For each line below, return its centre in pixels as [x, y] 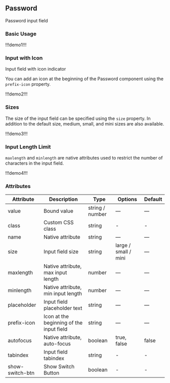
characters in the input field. [35, 163]
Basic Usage [21, 34]
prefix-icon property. [28, 84]
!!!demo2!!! [16, 94]
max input [55, 273]
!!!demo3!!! [16, 134]
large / [123, 245]
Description [63, 199]
